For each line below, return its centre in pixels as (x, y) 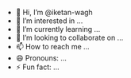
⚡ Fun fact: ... (37, 67)
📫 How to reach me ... (52, 47)
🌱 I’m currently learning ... (58, 29)
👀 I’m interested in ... (49, 21)
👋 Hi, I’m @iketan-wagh (54, 12)
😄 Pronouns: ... (41, 58)
